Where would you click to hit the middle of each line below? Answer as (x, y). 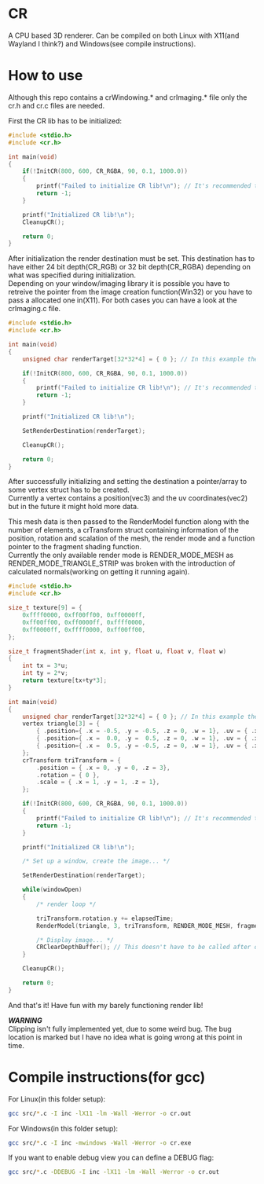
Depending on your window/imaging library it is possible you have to (119, 284)
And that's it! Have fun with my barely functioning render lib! (106, 1005)
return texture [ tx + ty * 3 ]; (65, 680)
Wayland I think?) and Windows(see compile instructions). (102, 43)
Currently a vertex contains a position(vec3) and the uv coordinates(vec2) (128, 498)
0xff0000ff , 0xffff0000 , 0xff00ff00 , (84, 629)
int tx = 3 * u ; (45, 666)
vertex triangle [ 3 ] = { (61, 724)
